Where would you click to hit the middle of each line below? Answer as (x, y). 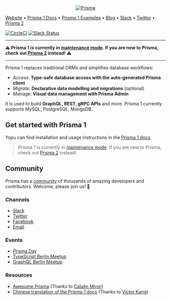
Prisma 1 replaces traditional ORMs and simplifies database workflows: (79, 68)
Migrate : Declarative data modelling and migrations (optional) (78, 88)
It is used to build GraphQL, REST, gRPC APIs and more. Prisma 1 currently (84, 104)
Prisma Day (25, 251)
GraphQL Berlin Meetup (37, 262)
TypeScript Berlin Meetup (39, 257)
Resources (19, 275)
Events (14, 240)
